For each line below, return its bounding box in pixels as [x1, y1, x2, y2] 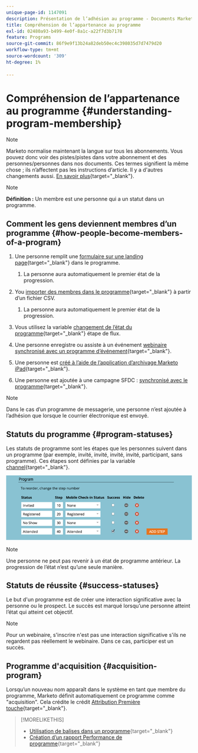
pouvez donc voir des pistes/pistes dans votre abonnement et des [6, 154, 167, 161]
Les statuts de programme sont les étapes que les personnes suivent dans [6, 445, 187, 452]
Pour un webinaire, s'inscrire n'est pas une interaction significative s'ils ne [6, 632, 187, 639]
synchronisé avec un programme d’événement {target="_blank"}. [14, 348, 172, 355]
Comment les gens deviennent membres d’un [6, 219, 177, 229]
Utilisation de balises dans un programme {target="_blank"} [29, 728, 173, 735]
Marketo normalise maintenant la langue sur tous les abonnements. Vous [6, 147, 183, 154]
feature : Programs [6, 34, 51, 41]
